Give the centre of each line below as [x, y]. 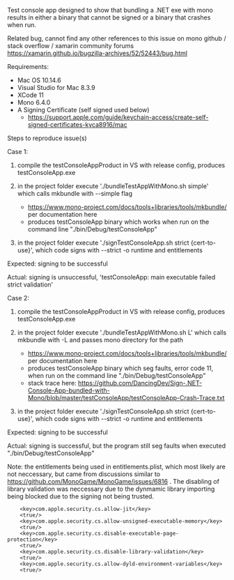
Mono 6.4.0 [34, 102]
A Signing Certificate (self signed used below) [83, 110]
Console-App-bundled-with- [69, 390]
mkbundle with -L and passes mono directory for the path [100, 340]
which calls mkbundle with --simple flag [75, 193]
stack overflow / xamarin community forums [71, 46]
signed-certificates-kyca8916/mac [77, 124]
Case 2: [18, 298]
